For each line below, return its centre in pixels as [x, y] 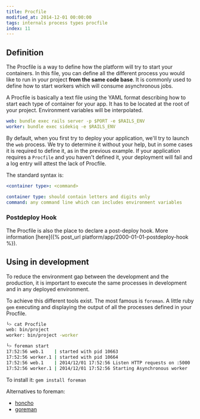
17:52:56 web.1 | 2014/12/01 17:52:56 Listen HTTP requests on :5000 [98, 363]
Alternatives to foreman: [36, 391]
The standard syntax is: [35, 175]
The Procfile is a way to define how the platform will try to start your [90, 67]
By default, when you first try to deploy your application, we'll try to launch [98, 138]
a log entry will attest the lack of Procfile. [56, 163]
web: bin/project [28, 330]
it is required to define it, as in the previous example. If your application [93, 150]
